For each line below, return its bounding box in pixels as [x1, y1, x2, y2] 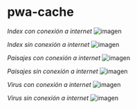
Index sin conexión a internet [7, 40, 90, 48]
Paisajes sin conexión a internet [7, 67, 98, 75]
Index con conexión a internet [7, 27, 92, 35]
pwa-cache [7, 4, 74, 20]
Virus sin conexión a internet [7, 94, 89, 102]
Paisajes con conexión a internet [7, 53, 101, 62]
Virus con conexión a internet [7, 80, 91, 88]
